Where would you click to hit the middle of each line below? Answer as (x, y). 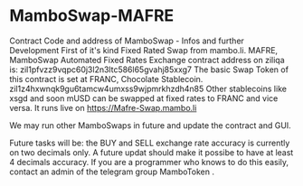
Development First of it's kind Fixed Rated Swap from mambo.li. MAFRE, (144, 50)
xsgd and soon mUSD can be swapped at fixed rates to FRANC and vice (144, 98)
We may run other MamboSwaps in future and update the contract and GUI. (150, 125)
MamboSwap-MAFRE (92, 16)
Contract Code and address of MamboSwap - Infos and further (127, 41)
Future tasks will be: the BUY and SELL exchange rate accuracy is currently (150, 143)
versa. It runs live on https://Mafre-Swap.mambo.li (103, 107)
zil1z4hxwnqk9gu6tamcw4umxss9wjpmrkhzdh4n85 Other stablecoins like (148, 88)
